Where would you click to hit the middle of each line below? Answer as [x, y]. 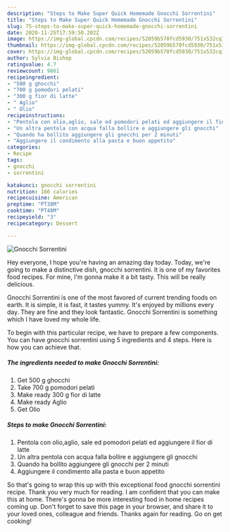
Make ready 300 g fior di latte [59, 394]
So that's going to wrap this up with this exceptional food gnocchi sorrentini [114, 485]
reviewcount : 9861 [33, 71]
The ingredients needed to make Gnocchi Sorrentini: [83, 363]
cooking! [20, 521]
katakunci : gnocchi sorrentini [52, 185]
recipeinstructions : [37, 115]
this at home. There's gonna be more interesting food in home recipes [105, 499]
